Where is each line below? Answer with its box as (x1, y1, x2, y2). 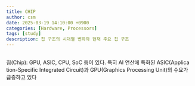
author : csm (6, 14, 36, 20)
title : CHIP (6, 8, 36, 15)
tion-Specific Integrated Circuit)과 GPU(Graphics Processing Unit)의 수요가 (6, 66, 188, 74)
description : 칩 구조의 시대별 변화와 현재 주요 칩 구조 (6, 36, 129, 42)
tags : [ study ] (6, 31, 42, 37)
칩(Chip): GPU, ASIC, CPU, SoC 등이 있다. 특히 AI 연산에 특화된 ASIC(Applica (6, 59, 190, 66)
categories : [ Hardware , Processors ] (6, 25, 97, 31)
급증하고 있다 (6, 74, 37, 81)
